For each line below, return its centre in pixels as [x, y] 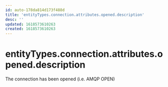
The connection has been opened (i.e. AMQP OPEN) [60, 79]
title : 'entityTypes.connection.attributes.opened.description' [75, 15]
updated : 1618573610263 [31, 24]
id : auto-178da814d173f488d [35, 10]
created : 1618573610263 [31, 29]
